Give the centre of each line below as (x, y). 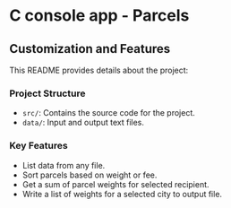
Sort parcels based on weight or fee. (90, 175)
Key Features (39, 146)
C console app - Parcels (99, 16)
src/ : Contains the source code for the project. (108, 113)
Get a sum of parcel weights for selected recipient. (115, 184)
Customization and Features (90, 49)
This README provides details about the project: (99, 70)
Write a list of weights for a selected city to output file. (122, 194)
